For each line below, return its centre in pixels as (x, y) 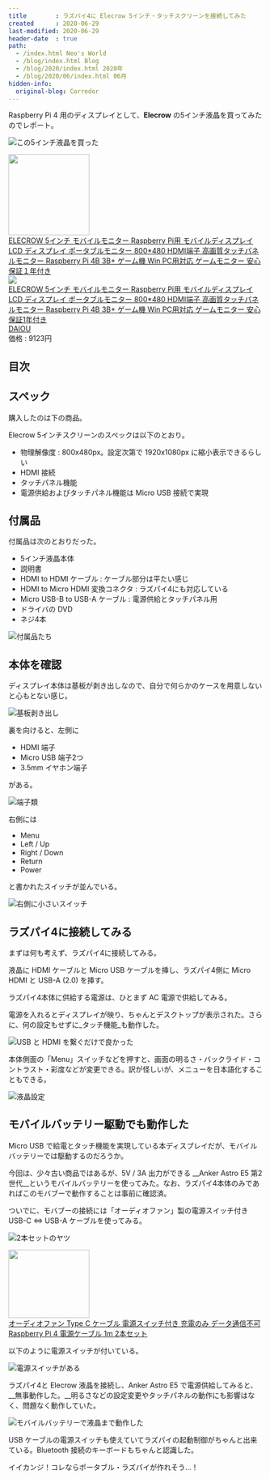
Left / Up (35, 844)
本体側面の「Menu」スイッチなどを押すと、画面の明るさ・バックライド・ (131, 1059)
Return (31, 861)
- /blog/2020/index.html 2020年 (70, 69)
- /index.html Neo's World (61, 53)
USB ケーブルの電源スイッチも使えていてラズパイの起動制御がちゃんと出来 (133, 1439)
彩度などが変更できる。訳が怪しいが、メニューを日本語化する (153, 1069)
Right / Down (42, 853)
